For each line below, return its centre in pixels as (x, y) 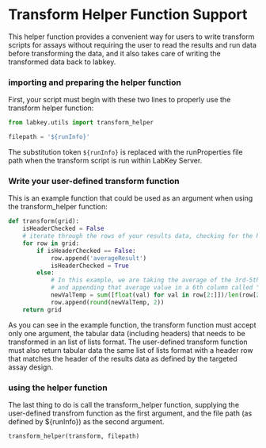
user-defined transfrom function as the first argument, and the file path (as (130, 413)
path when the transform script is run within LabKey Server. (105, 160)
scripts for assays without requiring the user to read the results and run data (133, 44)
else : (46, 273)
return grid (42, 310)
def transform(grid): (44, 221)
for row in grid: (51, 243)
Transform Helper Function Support (128, 15)
